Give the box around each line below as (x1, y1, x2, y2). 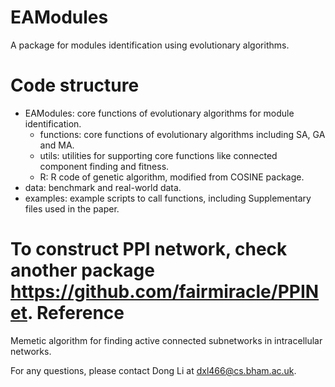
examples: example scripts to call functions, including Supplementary (24, 192, 312, 204)
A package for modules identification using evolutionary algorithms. (10, 39, 290, 51)
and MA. (39, 139, 75, 151)
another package (10, 259, 155, 282)
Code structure (10, 74, 140, 97)
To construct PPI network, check (10, 238, 288, 261)
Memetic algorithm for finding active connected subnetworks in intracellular (10, 334, 323, 346)
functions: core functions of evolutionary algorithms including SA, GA (39, 128, 326, 140)
